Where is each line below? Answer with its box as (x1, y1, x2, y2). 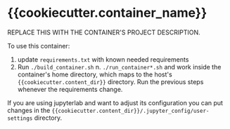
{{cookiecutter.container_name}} (7, 5, 207, 21)
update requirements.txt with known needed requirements (17, 55, 189, 64)
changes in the (7, 106, 51, 114)
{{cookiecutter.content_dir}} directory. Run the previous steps (17, 77, 204, 86)
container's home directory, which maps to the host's (17, 70, 172, 79)
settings (7, 114, 33, 122)
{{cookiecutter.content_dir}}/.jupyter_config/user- (51, 107, 210, 114)
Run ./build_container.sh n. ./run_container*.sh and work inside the (17, 62, 222, 71)
